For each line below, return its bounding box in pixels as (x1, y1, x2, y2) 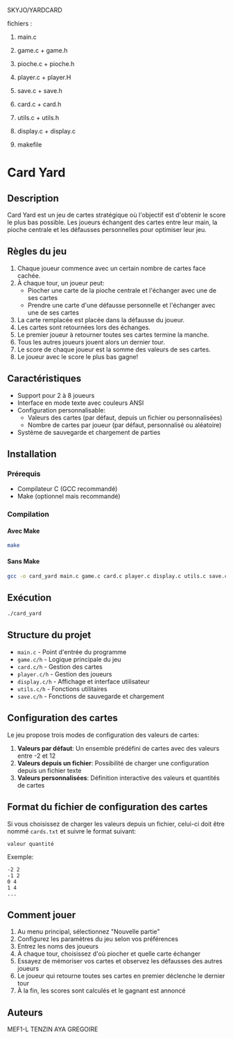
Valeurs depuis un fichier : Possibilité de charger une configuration (17, 758, 209, 767)
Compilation (7, 510, 50, 519)
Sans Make (7, 557, 40, 565)
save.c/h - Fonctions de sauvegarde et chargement (17, 692, 164, 700)
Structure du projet (7, 629, 92, 641)
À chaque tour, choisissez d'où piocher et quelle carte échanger (17, 949, 201, 958)
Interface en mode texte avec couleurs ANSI (17, 399, 144, 407)
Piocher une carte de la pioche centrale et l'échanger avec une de (27, 286, 217, 294)
